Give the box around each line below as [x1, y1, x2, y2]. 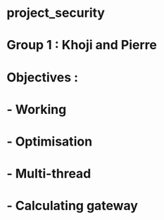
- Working [6, 101, 67, 117]
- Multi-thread [6, 166, 92, 182]
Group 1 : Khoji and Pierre [6, 37, 158, 53]
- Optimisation [6, 134, 93, 149]
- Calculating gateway [6, 198, 139, 214]
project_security [6, 5, 105, 21]
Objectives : [6, 69, 79, 85]
